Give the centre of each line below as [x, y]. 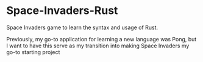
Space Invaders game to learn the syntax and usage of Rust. [82, 27]
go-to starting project [33, 52]
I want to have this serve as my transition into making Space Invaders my [98, 46]
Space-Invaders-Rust [62, 11]
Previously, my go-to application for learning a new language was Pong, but [101, 39]
